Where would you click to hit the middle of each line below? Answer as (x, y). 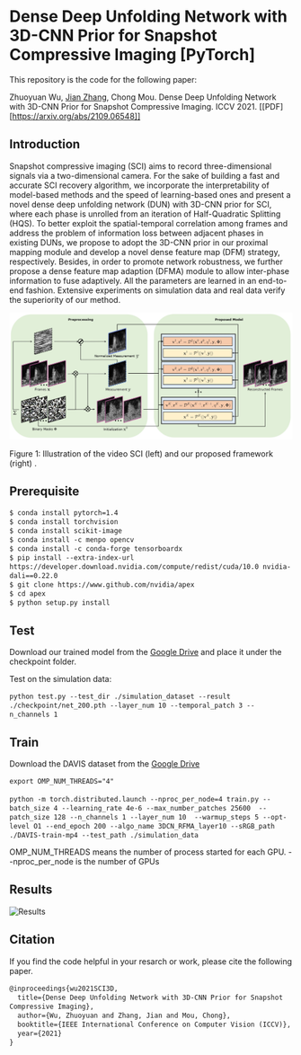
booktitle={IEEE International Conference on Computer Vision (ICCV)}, (155, 1024)
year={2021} (40, 1033)
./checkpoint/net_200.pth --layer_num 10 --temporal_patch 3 (126, 706)
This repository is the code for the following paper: (103, 79)
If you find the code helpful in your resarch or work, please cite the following (151, 961)
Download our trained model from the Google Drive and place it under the (146, 652)
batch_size (30, 809)
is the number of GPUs (117, 862)
